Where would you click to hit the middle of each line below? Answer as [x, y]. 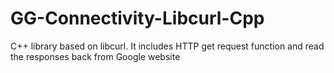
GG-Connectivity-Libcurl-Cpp [137, 18]
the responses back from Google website [95, 56]
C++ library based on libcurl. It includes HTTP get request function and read [167, 46]
